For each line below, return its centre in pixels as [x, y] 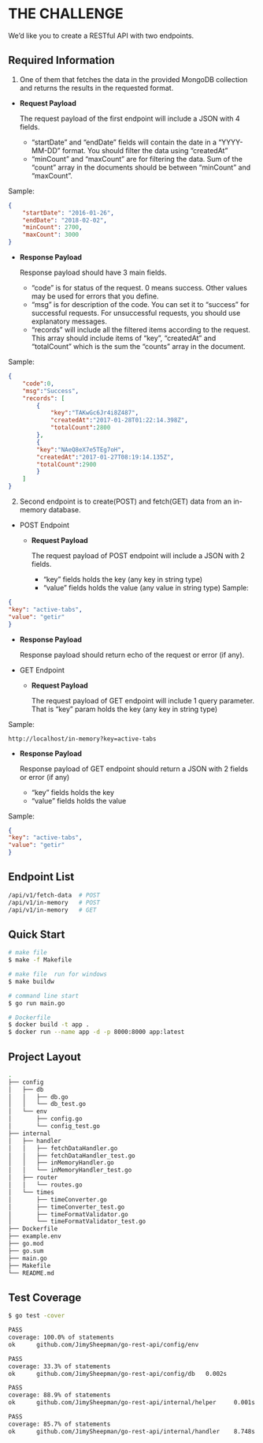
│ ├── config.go [45, 1119]
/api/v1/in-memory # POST [54, 902]
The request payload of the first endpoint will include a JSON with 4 [130, 118]
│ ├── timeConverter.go [58, 1199]
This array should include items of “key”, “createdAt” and [124, 338]
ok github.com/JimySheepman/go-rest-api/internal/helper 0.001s [132, 1403]
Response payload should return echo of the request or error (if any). [132, 654]
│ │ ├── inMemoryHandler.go [61, 1163]
